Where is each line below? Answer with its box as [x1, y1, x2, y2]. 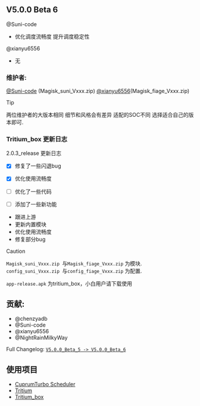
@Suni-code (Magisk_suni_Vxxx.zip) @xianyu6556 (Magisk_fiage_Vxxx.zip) [6, 88, 190, 95]
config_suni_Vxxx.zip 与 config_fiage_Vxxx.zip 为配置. [6, 267, 142, 274]
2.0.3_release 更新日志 [6, 150, 62, 157]
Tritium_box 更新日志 [6, 135, 67, 144]
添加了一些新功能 [14, 200, 57, 207]
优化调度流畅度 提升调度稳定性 [14, 33, 90, 40]
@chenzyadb [14, 315, 48, 323]
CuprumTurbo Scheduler [14, 381, 76, 388]
